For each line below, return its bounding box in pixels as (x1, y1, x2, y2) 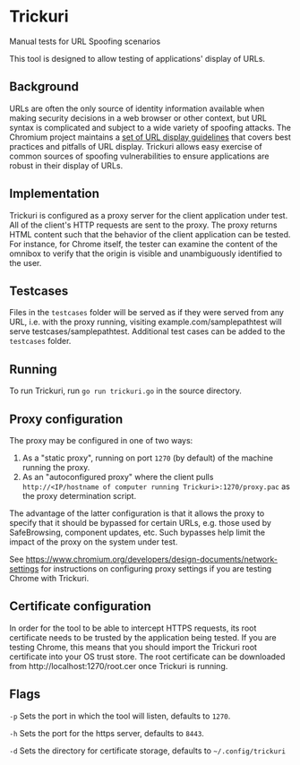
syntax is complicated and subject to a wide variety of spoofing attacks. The (9, 122, 291, 133)
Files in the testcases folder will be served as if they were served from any (9, 307, 285, 318)
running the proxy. (21, 462, 90, 472)
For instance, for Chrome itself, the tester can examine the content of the (9, 238, 278, 249)
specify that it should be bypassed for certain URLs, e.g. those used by (9, 518, 271, 528)
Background (9, 79, 79, 95)
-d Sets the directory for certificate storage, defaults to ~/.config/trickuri (9, 745, 287, 756)
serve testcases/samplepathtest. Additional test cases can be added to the (9, 326, 286, 337)
